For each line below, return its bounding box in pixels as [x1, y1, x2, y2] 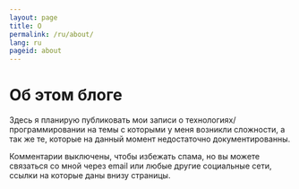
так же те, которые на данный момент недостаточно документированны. [9, 133, 291, 144]
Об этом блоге [9, 85, 123, 106]
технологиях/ [184, 115, 236, 125]
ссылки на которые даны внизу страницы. [9, 170, 171, 181]
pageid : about [9, 47, 63, 56]
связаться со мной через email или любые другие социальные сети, [9, 160, 272, 171]
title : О [9, 21, 42, 30]
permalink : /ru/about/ [9, 30, 94, 39]
